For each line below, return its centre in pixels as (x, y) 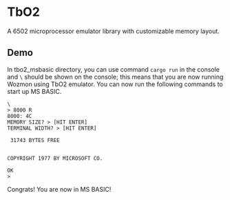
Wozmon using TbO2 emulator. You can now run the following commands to (115, 84)
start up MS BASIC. (34, 91)
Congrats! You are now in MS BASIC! (59, 189)
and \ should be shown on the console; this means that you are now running (115, 77)
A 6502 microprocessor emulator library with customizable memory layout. (114, 31)
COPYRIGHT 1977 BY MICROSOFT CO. (55, 158)
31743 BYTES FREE (35, 140)
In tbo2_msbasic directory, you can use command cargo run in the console (114, 69)
